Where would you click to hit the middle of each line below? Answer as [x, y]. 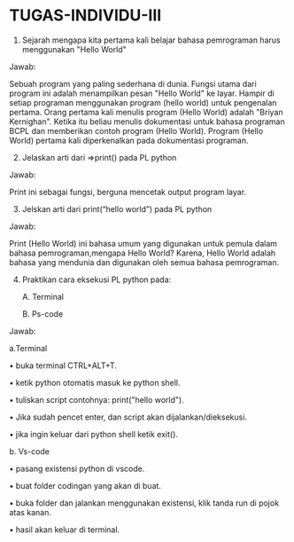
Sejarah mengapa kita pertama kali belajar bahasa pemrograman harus [151, 40]
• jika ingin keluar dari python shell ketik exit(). [94, 434]
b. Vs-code [30, 451]
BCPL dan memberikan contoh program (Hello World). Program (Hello [136, 130]
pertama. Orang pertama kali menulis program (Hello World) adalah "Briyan [146, 112]
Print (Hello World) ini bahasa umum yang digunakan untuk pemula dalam [143, 243]
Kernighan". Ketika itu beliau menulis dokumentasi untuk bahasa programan [147, 122]
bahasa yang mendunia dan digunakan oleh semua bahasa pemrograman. [144, 262]
